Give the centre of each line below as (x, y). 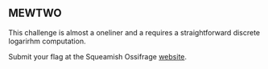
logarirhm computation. (47, 41)
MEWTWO (35, 13)
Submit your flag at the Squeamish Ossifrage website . (98, 56)
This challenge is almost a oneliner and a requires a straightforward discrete (134, 32)
